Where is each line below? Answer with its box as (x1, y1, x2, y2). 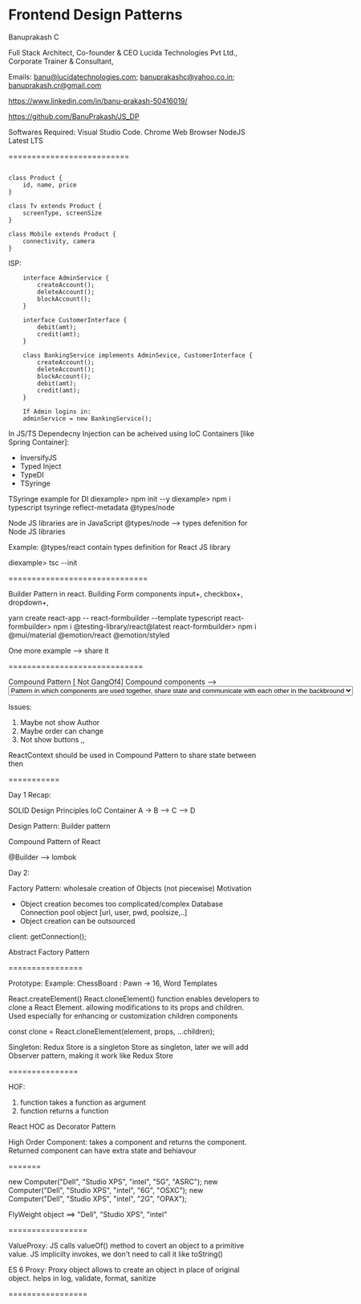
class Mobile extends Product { (8, 230, 116, 238)
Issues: (8, 702, 32, 711)
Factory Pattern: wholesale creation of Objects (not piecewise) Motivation (8, 883, 252, 893)
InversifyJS (19, 453, 58, 462)
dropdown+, (8, 597, 50, 607)
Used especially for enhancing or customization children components (8, 1011, 238, 1020)
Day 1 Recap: (8, 789, 51, 799)
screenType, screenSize (22, 209, 103, 217)
